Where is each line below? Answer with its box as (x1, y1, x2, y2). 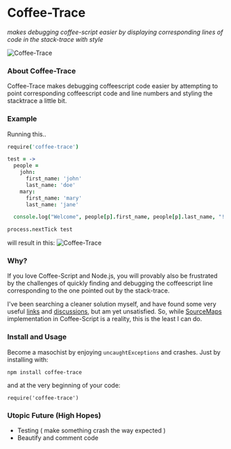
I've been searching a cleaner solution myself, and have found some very (7, 300, 216, 309)
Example (7, 114, 37, 124)
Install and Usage (7, 332, 67, 342)
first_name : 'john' (25, 175, 82, 182)
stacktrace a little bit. (7, 97, 67, 105)
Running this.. (7, 130, 46, 138)
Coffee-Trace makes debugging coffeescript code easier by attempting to (7, 82, 219, 90)
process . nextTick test (7, 226, 73, 234)
